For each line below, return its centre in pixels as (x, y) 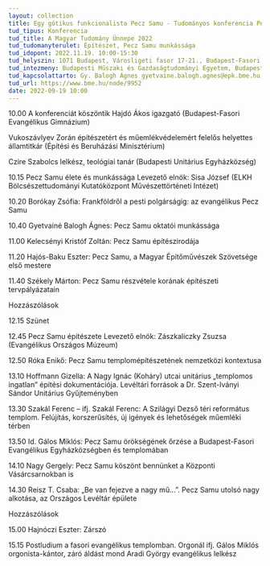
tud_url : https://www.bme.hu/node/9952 (75, 83)
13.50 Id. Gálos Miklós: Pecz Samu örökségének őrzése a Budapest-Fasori (131, 442)
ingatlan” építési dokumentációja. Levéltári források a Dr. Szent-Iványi (124, 385)
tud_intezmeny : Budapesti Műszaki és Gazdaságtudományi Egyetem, (120, 68)
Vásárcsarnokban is (41, 474)
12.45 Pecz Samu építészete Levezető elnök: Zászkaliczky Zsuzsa (117, 337)
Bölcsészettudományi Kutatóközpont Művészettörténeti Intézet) (114, 186)
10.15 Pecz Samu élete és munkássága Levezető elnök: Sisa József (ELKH (130, 177)
